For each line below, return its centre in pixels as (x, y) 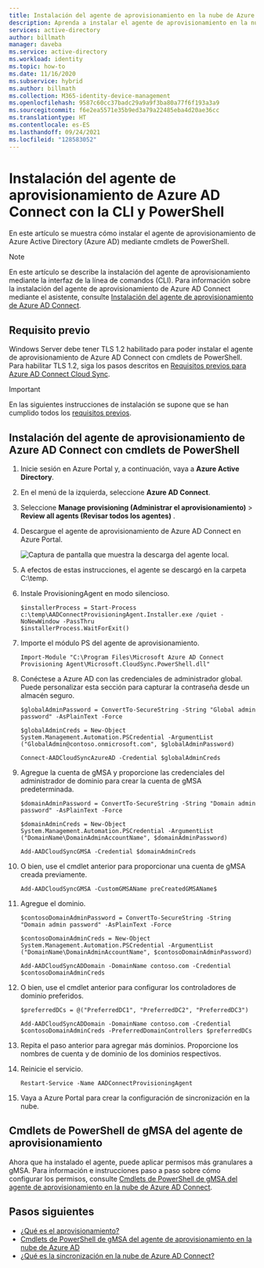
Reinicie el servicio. (51, 1069)
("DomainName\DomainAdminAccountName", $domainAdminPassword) (124, 838)
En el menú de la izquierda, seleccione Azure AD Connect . (115, 492)
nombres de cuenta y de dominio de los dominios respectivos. (121, 1054)
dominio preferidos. (52, 996)
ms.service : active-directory (58, 52)
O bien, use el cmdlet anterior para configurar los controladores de (128, 988)
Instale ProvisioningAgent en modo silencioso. (95, 594)
